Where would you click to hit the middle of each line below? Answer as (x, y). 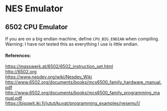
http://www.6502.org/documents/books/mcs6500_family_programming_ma (83, 93)
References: (18, 55)
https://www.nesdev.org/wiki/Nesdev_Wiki (49, 77)
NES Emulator (34, 9)
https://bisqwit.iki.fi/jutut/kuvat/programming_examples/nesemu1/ (73, 103)
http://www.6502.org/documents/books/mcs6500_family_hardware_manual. (83, 82)
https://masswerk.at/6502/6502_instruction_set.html (59, 66)
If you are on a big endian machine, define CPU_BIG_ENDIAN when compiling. (82, 39)
